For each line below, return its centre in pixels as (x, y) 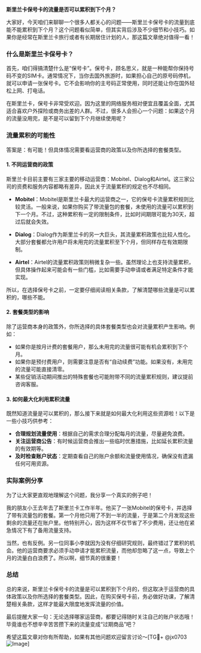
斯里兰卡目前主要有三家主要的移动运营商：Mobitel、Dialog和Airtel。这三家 (98, 179)
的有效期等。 (31, 449)
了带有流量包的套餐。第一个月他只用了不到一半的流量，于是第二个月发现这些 (100, 515)
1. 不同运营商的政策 (30, 165)
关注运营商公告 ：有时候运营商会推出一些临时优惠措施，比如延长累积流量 (104, 441)
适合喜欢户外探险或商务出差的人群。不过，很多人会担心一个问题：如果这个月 (100, 111)
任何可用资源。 (33, 464)
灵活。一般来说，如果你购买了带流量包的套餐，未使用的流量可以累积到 (106, 207)
